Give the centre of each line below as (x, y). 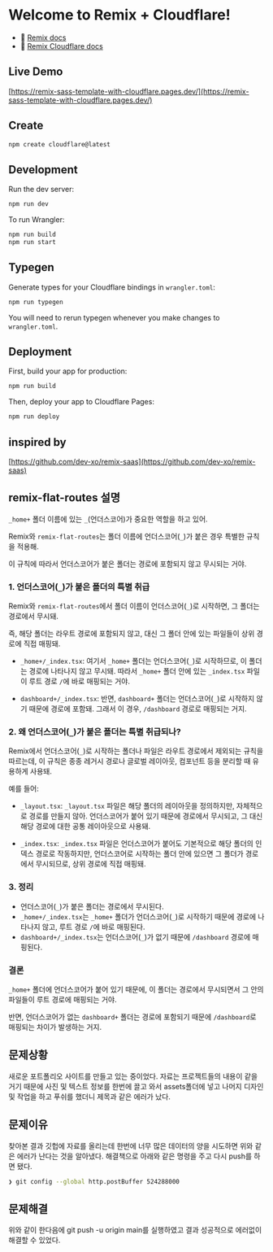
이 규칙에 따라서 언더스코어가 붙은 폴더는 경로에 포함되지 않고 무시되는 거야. (128, 564)
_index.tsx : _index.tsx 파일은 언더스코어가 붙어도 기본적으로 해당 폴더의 (136, 844)
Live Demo (36, 72)
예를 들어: (24, 789)
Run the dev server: (41, 190)
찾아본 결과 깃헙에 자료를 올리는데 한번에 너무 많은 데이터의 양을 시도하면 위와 (131, 1145)
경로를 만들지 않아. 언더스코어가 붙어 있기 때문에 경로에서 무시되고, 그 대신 (146, 816)
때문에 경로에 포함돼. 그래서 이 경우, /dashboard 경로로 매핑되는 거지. (138, 709)
